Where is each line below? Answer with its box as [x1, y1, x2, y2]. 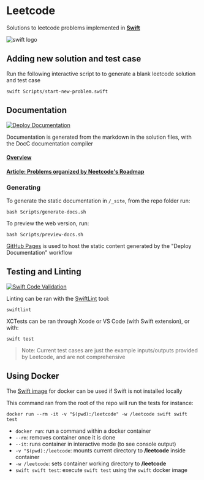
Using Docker [6, 371, 59, 381]
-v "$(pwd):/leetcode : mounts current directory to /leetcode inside [15, 446, 186, 454]
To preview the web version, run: [6, 220, 89, 227]
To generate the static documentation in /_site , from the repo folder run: [6, 197, 191, 204]
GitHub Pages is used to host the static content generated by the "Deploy [6, 242, 192, 250]
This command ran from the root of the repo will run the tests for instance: [6, 399, 194, 406]
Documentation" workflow [6, 249, 73, 257]
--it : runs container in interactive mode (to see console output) [15, 440, 176, 447]
